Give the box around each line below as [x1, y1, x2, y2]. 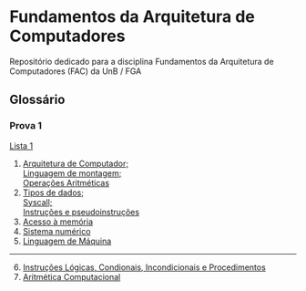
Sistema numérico [22, 225, 91, 236]
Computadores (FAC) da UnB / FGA [9, 66, 142, 77]
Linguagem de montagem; [22, 167, 122, 179]
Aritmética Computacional [22, 271, 121, 282]
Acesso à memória [22, 216, 94, 227]
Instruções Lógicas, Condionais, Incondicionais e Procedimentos [22, 262, 266, 273]
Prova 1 [9, 120, 43, 132]
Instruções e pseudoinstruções [22, 206, 139, 217]
